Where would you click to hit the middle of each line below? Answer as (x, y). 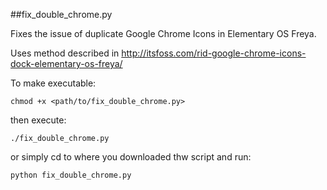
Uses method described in (65, 53)
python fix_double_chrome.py (71, 175)
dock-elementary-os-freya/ (66, 63)
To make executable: (53, 83)
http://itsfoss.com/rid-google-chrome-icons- (214, 53)
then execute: (38, 120)
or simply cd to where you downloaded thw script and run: (131, 157)
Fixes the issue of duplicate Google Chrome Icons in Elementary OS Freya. (163, 33)
